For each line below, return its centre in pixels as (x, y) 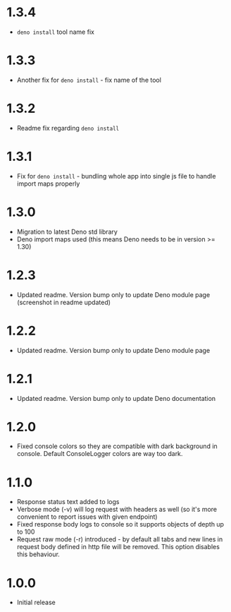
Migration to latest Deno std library (67, 232)
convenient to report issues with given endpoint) (87, 517)
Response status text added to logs (68, 502)
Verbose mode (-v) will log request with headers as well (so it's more (117, 510)
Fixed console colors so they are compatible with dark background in (117, 446)
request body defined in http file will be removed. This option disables (118, 547)
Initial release (36, 602)
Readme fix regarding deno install (68, 128)
